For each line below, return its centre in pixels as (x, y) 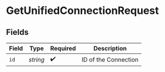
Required (63, 48)
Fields (18, 32)
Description (110, 48)
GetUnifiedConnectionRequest (82, 11)
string (37, 59)
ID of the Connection (110, 59)
